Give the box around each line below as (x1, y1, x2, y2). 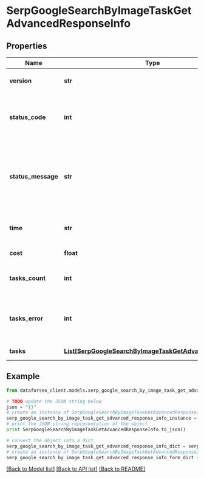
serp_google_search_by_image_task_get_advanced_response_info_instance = (6, 415, 197, 422)
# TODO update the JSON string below (6, 398, 102, 405)
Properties (6, 41, 47, 51)
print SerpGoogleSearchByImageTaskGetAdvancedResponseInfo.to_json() (6, 426, 186, 433)
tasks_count (9, 274, 46, 282)
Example (6, 371, 40, 381)
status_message (9, 172, 59, 180)
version (9, 77, 32, 85)
